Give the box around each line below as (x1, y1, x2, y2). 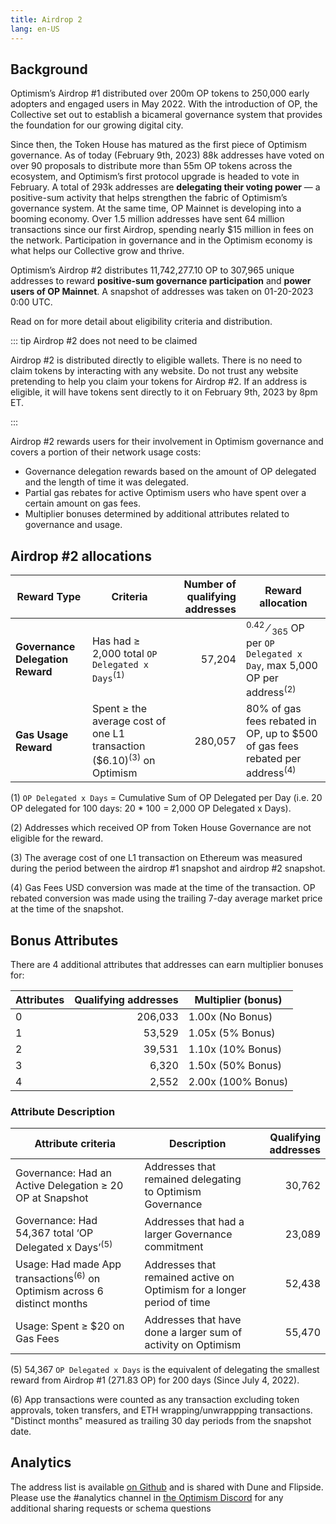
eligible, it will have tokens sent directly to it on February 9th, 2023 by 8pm (10, 386, 318, 398)
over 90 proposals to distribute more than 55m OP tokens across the (10, 160, 293, 172)
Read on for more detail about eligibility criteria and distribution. (10, 316, 273, 328)
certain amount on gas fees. (24, 497, 142, 510)
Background (10, 61, 88, 78)
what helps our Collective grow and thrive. (10, 245, 185, 257)
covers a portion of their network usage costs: (10, 446, 202, 458)
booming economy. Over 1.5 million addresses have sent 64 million (10, 213, 285, 225)
